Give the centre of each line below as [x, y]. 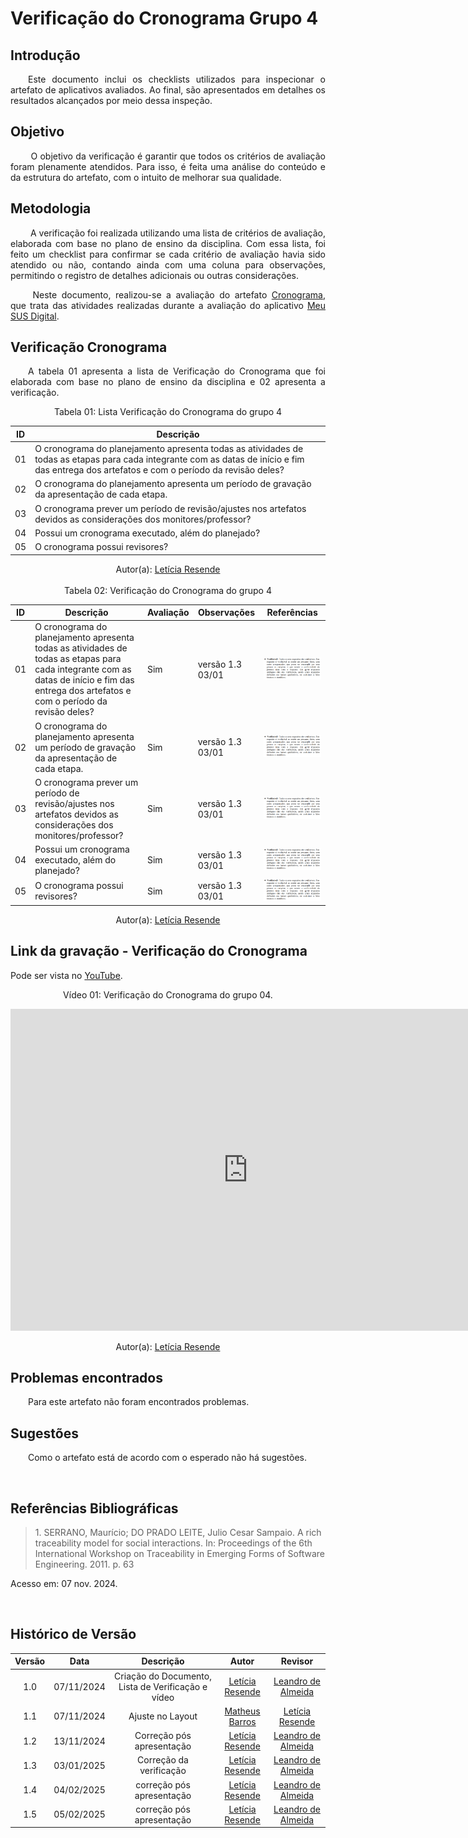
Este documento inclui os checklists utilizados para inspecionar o [177, 79]
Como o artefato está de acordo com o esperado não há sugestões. [167, 1458]
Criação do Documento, [163, 1676]
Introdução [45, 55]
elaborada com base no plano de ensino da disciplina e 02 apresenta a [168, 382]
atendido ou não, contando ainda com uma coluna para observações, [168, 264]
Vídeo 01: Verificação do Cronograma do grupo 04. [168, 994]
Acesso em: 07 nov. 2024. [64, 1583]
